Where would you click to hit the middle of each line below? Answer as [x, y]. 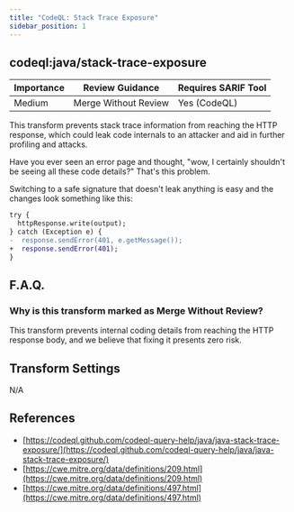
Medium [31, 103]
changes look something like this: [71, 198]
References [42, 419]
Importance [39, 88]
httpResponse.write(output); [72, 224]
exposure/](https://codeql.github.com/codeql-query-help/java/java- [148, 449]
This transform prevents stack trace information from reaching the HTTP [143, 125]
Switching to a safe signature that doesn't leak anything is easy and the [142, 189]
